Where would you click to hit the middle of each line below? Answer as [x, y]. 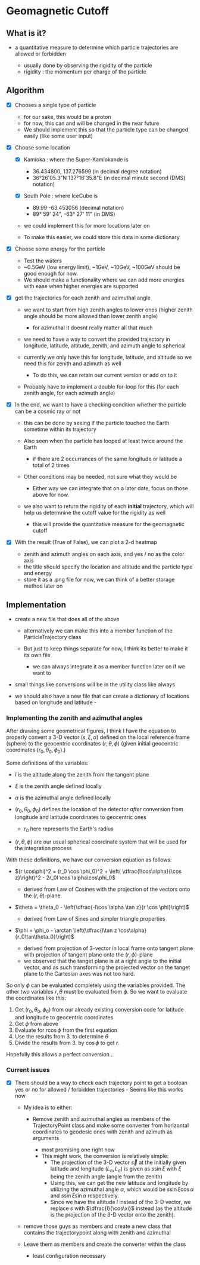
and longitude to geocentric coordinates [64, 1017]
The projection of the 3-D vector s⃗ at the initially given [118, 1162]
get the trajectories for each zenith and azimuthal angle [82, 298]
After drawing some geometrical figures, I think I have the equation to [91, 731]
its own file [37, 655]
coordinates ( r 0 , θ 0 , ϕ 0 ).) [36, 751]
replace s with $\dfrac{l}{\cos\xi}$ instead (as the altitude [121, 1208]
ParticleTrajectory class [52, 637]
